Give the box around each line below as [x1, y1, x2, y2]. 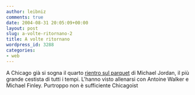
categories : [6, 47, 35, 53]
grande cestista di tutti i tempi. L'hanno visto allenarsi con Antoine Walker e [6, 75, 189, 83]
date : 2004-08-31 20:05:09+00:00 [6, 20, 89, 26]
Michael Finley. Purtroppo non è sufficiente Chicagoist [6, 81, 138, 89]
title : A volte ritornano [6, 36, 70, 42]
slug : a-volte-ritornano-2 [6, 31, 73, 37]
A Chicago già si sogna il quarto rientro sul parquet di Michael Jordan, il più [6, 69, 189, 76]
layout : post [6, 25, 38, 31]
